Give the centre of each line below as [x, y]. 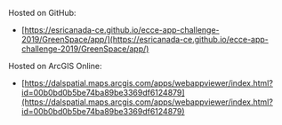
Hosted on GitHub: [42, 13]
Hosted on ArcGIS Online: [55, 66]
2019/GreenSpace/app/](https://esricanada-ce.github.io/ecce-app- [145, 39]
